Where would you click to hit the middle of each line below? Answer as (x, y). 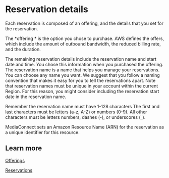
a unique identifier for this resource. (42, 132)
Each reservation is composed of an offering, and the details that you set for (84, 23)
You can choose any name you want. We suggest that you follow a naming (82, 75)
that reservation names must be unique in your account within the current (82, 86)
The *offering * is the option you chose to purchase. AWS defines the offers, (85, 38)
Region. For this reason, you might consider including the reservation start (82, 91)
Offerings (15, 160)
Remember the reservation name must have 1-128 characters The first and (82, 106)
